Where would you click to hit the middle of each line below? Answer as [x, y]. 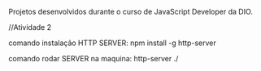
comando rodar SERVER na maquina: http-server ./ [94, 58]
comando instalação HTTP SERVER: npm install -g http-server [113, 43]
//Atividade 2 [30, 27]
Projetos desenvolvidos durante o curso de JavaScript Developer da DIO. [131, 12]
